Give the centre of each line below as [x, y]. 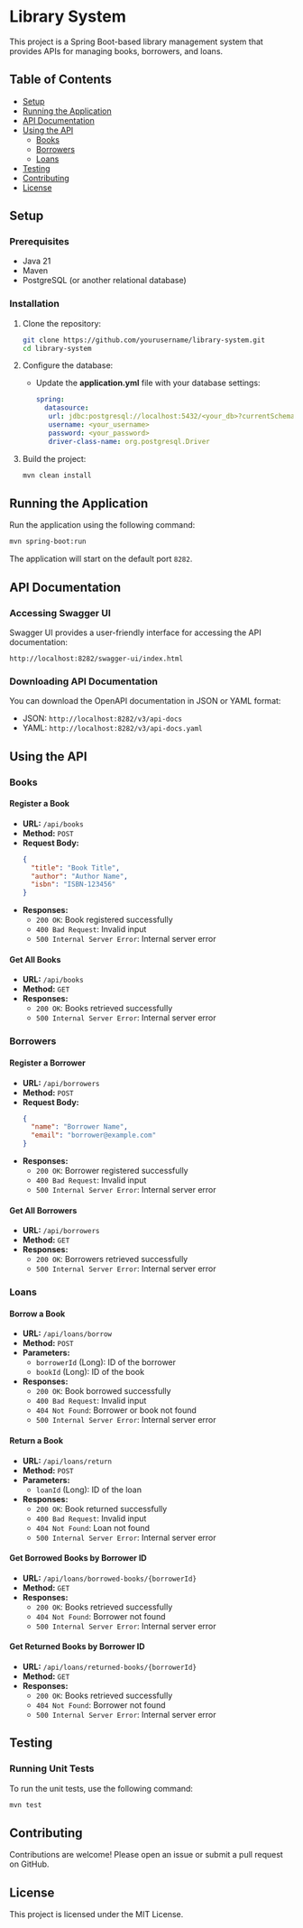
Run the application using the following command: [102, 525]
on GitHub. [29, 1864]
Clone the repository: [62, 323]
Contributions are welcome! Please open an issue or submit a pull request [147, 1855]
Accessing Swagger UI [60, 613]
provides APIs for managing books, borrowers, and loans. [116, 51]
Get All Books [35, 959]
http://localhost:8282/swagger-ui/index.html [96, 659]
